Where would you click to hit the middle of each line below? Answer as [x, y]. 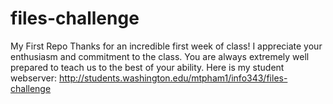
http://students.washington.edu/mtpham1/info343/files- [173, 78]
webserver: [34, 78]
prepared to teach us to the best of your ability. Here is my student [147, 67]
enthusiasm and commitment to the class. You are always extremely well [160, 56]
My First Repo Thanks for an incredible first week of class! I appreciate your [166, 46]
